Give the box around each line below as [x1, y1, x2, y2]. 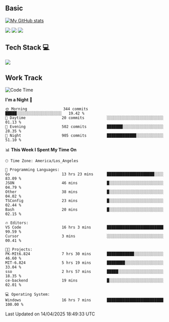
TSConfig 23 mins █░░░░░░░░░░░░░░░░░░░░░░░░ [5, 198, 164, 204]
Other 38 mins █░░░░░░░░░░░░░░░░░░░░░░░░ [5, 189, 164, 194]
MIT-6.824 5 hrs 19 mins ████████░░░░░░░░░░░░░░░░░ [5, 260, 164, 265]
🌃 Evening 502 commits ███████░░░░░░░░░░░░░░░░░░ [5, 124, 164, 130]
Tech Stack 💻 [5, 43, 50, 52]
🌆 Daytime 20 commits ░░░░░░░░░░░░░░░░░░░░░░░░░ [5, 115, 164, 120]
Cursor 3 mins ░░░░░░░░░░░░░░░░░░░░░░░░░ [5, 234, 164, 239]
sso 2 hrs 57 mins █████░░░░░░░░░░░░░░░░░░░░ [5, 269, 164, 274]
